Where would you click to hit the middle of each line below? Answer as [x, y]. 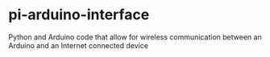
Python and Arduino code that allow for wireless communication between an [135, 37]
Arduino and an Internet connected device [79, 45]
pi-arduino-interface [79, 15]
